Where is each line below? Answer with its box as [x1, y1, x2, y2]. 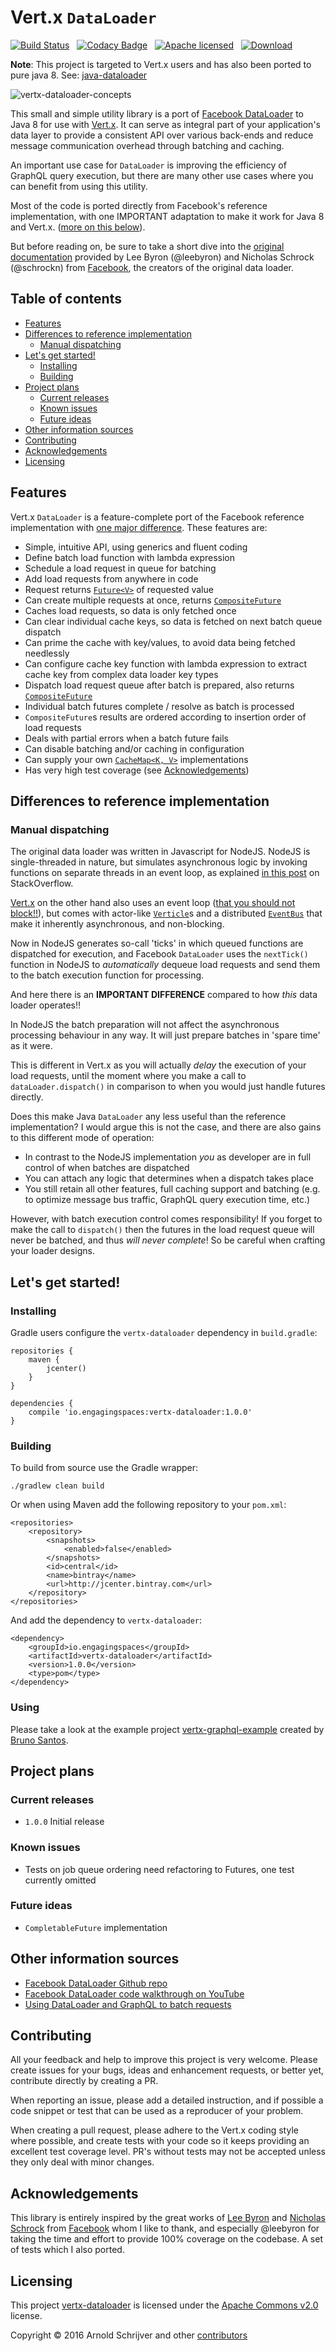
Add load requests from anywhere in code [24, 572, 199, 585]
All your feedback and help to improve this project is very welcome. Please [10, 2054, 318, 2066]
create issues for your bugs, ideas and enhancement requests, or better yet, [10, 2064, 325, 2076]
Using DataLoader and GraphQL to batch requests [24, 1998, 232, 2010]
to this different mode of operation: [10, 1132, 155, 1144]
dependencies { [10, 1398, 74, 1408]
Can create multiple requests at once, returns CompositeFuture [24, 594, 282, 606]
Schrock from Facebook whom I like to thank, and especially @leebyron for [10, 2222, 320, 2235]
